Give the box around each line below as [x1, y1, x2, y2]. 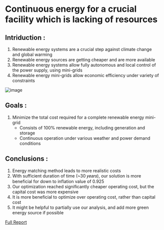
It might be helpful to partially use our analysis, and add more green [12, 204, 149, 210]
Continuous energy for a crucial [5, 3, 137, 15]
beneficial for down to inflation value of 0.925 [12, 178, 104, 184]
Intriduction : [5, 33, 46, 42]
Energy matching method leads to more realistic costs [12, 168, 121, 174]
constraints [12, 77, 35, 83]
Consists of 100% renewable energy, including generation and [19, 125, 145, 130]
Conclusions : [5, 154, 48, 163]
